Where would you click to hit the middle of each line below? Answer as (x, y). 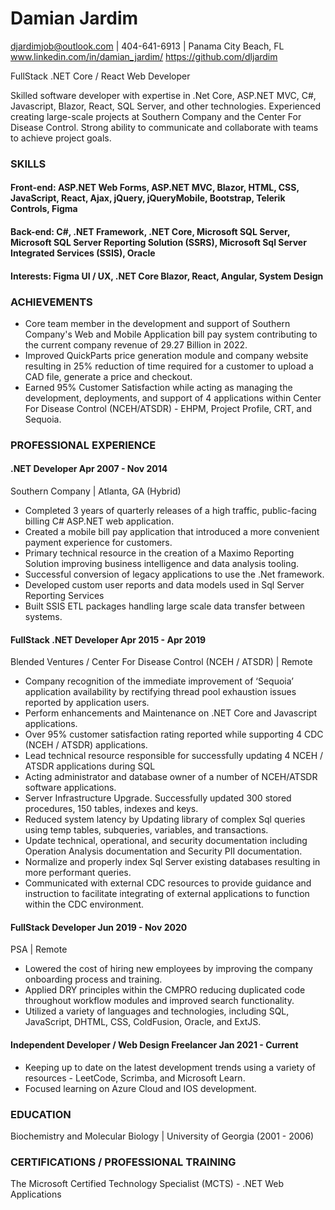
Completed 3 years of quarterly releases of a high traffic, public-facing (170, 511)
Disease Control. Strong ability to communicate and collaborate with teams (164, 127)
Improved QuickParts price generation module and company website (166, 355)
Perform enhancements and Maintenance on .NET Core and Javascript (171, 713)
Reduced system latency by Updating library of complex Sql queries (165, 819)
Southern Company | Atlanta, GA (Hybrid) (96, 491)
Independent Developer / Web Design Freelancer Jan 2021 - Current (154, 1045)
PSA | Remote (39, 949)
